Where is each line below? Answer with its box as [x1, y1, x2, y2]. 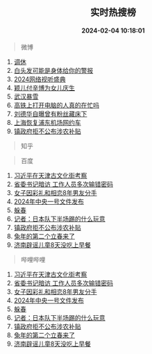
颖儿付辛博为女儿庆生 [13, 83, 75, 92]
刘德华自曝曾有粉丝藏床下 [13, 110, 87, 118]
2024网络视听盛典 [13, 75, 66, 83]
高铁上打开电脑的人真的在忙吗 [13, 101, 99, 109]
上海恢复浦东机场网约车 [13, 118, 81, 126]
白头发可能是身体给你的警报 [13, 66, 94, 74]
